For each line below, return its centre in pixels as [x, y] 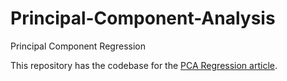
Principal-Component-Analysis [143, 18]
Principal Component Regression [78, 46]
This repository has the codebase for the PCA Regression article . [144, 65]
